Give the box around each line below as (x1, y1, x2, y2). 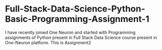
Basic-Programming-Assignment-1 (5, 13, 149, 25)
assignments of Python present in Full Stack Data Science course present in (5, 35, 157, 40)
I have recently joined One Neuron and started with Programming (5, 29, 136, 35)
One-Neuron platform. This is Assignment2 (5, 39, 91, 45)
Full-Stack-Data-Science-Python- (5, 3, 145, 14)
